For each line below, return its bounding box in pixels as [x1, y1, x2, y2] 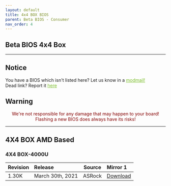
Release [34, 164, 54, 171]
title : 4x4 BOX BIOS [5, 12, 49, 17]
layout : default [5, 7, 40, 13]
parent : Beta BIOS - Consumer [5, 17, 70, 22]
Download [106, 172, 131, 179]
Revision [8, 164, 30, 171]
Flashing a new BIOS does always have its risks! [35, 116, 136, 122]
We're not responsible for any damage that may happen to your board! [12, 110, 159, 117]
